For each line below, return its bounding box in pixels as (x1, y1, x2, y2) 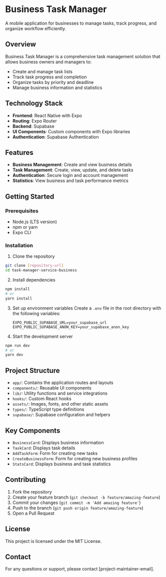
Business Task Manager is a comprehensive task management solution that (5, 53, 161, 59)
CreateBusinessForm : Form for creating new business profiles (12, 455, 137, 461)
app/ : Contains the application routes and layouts (12, 379, 113, 386)
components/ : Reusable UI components (12, 385, 91, 391)
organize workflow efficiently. (5, 25, 66, 31)
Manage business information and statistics (12, 84, 102, 90)
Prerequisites (5, 207, 38, 214)
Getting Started (5, 192, 54, 201)
